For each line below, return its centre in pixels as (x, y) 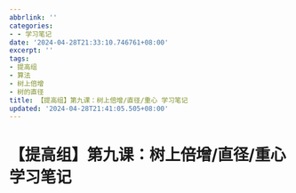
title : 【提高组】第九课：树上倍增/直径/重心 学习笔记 (99, 100)
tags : (19, 59)
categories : (31, 26)
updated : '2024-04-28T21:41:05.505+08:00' (89, 109)
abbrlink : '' (33, 17)
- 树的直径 (27, 92)
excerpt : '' (31, 51)
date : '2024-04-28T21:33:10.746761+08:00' (89, 42)
